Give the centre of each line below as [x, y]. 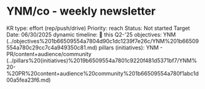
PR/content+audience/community [49, 54]
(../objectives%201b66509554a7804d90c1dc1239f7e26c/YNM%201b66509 [103, 41]
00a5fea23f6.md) [29, 80]
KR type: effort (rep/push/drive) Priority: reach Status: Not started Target [98, 28]
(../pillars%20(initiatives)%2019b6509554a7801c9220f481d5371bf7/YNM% [102, 60]
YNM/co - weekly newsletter [81, 11]
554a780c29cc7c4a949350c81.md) [52, 48]
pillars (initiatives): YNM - [130, 48]
